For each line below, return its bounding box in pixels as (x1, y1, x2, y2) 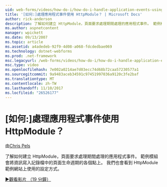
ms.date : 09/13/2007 (5, 35, 48, 40)
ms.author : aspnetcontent (5, 26, 59, 31)
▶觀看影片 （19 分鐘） (5, 177, 51, 183)
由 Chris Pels (5, 143, 31, 149)
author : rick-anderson (5, 16, 52, 21)
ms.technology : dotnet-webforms (5, 49, 72, 54)
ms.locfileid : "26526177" (5, 90, 59, 95)
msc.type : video (5, 62, 39, 67)
